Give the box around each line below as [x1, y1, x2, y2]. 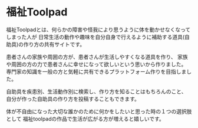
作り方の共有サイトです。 [23, 41, 85, 48]
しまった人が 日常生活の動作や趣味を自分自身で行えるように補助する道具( [6, 33, 185, 40]
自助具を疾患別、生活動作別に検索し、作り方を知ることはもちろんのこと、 [6, 88, 187, 95]
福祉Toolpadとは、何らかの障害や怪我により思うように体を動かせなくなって [6, 26, 191, 33]
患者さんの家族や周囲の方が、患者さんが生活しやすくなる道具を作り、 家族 [6, 53, 188, 60]
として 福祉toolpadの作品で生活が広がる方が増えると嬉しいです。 [6, 115, 165, 122]
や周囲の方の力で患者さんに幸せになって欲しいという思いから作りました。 [6, 60, 187, 68]
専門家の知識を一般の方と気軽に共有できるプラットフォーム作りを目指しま [6, 68, 187, 75]
